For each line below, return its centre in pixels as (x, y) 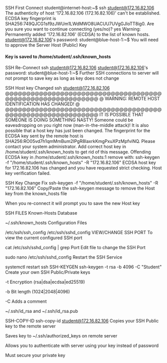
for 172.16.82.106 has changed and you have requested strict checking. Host (83, 168)
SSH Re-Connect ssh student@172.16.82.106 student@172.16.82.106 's (77, 68)
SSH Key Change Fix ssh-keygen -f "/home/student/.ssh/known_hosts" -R (82, 183)
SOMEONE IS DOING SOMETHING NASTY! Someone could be (69, 120)
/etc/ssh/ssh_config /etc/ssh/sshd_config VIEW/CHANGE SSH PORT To (79, 233)
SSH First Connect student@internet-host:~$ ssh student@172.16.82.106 (80, 8)
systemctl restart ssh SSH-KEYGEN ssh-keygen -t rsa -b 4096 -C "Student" (83, 267)
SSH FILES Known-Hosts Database (41, 213)
